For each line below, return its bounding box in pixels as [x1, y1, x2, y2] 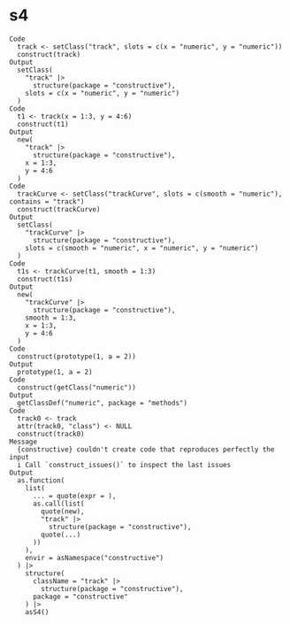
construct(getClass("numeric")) [17, 382, 137, 392]
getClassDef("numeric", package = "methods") [17, 398, 188, 407]
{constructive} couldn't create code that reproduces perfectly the [17, 444, 275, 454]
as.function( [17, 475, 65, 485]
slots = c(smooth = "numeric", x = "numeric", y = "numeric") [25, 243, 259, 252]
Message [9, 437, 38, 446]
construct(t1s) [17, 274, 73, 283]
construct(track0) [17, 429, 86, 438]
